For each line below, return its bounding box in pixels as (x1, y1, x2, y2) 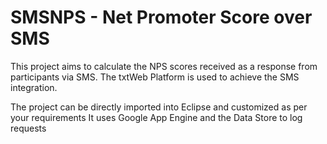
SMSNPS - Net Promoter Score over (10, 6, 313, 29)
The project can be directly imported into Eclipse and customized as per (10, 101, 308, 113)
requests (10, 122, 47, 134)
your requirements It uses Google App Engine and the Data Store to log (10, 111, 303, 123)
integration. (10, 81, 58, 93)
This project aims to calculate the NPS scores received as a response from (10, 60, 318, 72)
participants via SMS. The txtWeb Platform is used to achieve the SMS (10, 71, 300, 83)
